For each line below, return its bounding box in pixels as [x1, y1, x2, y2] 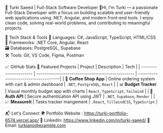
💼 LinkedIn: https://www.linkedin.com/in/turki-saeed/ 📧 [40, 118, 150, 123]
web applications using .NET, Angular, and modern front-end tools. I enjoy [5, 15, 154, 20]
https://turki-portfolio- [84, 110, 128, 116]
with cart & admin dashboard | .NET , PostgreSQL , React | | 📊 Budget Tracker [5, 81, 157, 87]
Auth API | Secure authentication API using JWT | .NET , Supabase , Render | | [5, 93, 155, 99]
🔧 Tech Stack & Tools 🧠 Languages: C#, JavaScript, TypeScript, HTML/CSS [5, 34, 156, 40]
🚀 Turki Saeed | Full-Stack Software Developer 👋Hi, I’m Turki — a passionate [5, 5, 158, 10]
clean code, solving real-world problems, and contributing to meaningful [5, 20, 150, 26]
